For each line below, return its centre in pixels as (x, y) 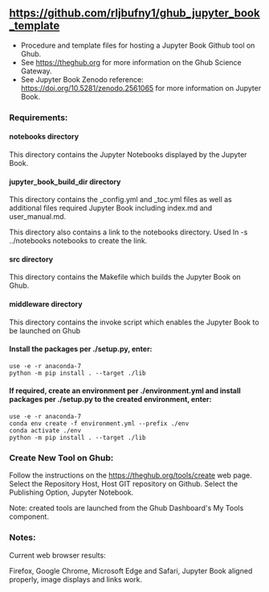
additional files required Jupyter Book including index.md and (111, 208)
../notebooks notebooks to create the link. (78, 241)
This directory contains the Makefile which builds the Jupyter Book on (125, 277)
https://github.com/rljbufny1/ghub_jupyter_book (134, 13)
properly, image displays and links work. (76, 579)
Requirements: (39, 118)
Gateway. (36, 71)
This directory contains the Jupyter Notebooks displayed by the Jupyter (128, 154)
